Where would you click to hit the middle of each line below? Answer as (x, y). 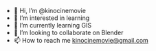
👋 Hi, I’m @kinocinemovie (49, 11)
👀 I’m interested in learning (52, 18)
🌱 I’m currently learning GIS (53, 25)
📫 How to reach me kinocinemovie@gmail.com (81, 40)
